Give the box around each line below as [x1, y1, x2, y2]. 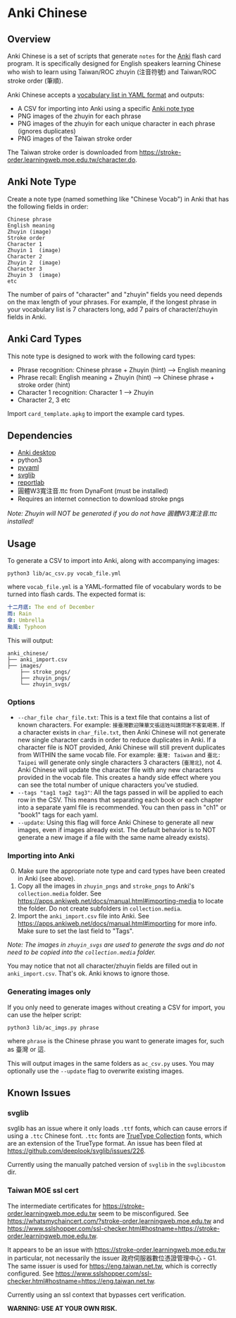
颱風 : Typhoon [7, 623, 47, 630]
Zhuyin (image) [7, 228, 52, 235]
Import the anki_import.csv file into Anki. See [17, 912, 149, 920]
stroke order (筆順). [7, 76, 63, 85]
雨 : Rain [7, 610, 32, 617]
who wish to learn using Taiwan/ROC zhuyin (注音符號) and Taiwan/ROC [7, 68, 217, 76]
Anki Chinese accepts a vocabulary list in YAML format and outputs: [7, 90, 205, 99]
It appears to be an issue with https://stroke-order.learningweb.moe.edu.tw [7, 1245, 226, 1254]
